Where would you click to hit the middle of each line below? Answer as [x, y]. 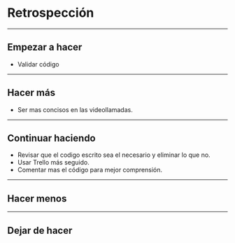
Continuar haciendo [51, 138]
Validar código [38, 64]
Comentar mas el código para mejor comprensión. [90, 170]
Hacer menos [37, 199]
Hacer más [31, 93]
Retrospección [51, 13]
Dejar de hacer [40, 230]
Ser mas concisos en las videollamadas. [75, 109]
